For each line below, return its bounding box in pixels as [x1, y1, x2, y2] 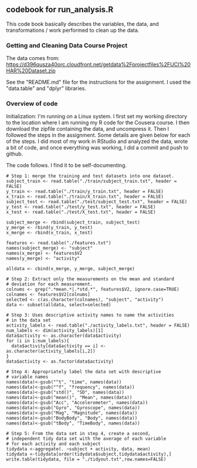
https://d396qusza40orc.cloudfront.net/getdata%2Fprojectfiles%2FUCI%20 [6, 61, 191, 68]
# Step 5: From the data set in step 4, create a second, [6, 431, 151, 437]
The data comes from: [6, 55, 60, 62]
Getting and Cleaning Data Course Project [6, 41, 128, 49]
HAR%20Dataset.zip [6, 67, 56, 74]
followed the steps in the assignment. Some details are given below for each [6, 132, 191, 139]
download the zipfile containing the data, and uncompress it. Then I [6, 125, 169, 132]
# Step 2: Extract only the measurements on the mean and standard [6, 276, 175, 282]
